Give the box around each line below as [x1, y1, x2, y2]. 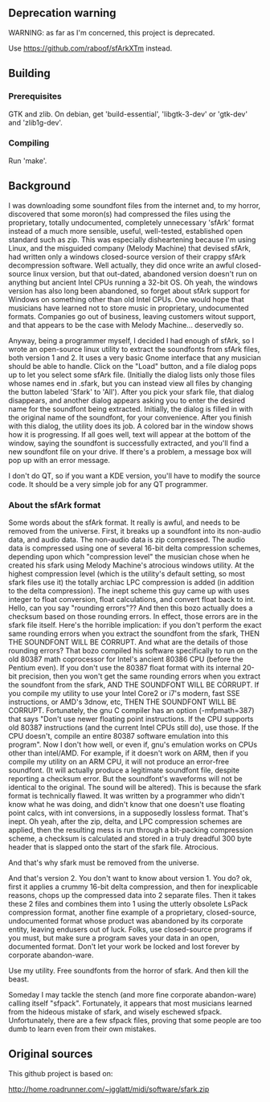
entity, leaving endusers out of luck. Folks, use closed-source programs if [8, 924, 253, 934]
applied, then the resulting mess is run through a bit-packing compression [8, 825, 254, 834]
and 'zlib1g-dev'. [8, 117, 63, 127]
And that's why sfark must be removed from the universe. [8, 858, 199, 867]
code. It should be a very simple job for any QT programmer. [8, 479, 208, 489]
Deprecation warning [8, 6, 117, 20]
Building [8, 67, 51, 80]
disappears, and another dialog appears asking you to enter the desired [8, 395, 246, 405]
